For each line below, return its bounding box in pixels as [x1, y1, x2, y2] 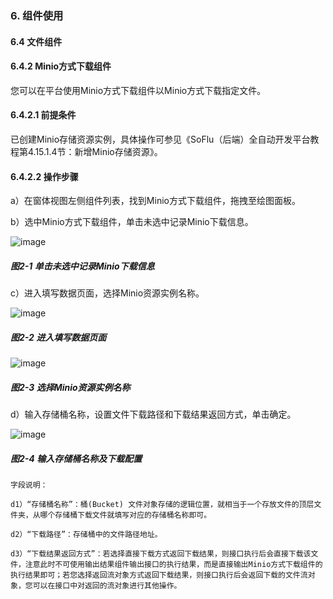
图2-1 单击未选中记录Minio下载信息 [10, 260, 155, 272]
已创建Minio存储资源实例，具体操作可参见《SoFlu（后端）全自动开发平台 [10, 133, 311, 145]
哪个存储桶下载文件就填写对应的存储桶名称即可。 [39, 510, 212, 520]
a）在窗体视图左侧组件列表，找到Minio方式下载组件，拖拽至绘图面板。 [10, 195, 301, 207]
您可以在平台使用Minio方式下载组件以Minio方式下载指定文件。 [10, 84, 267, 96]
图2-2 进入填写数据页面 [10, 331, 107, 343]
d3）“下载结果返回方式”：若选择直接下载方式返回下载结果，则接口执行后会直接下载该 [10, 549, 312, 559]
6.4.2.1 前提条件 [10, 109, 77, 121]
